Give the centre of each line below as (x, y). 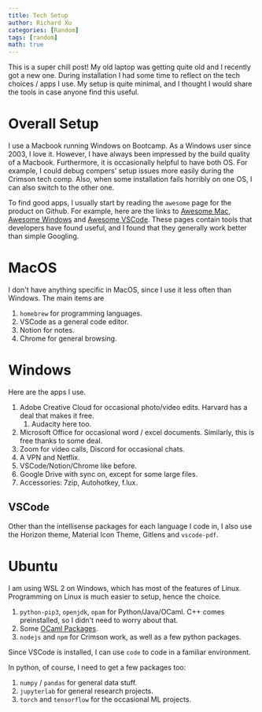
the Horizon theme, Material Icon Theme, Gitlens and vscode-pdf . (113, 534)
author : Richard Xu (40, 23)
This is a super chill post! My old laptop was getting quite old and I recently (130, 67)
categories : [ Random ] (44, 30)
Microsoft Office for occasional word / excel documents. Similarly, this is (137, 432)
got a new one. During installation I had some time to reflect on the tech (124, 76)
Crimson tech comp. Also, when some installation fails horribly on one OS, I (130, 179)
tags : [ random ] (33, 37)
